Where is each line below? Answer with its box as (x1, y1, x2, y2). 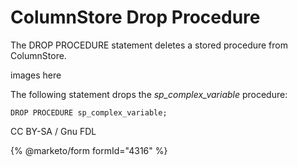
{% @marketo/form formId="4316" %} (10, 144, 168, 156)
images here (10, 69, 62, 81)
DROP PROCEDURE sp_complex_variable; (10, 107, 168, 118)
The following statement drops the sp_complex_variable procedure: (10, 88, 288, 100)
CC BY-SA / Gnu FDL (10, 125, 97, 137)
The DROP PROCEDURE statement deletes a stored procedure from (10, 39, 289, 51)
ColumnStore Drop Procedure (10, 6, 261, 29)
